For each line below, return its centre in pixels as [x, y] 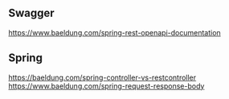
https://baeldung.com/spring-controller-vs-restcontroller [102, 77]
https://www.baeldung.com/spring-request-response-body [106, 86]
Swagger [31, 13]
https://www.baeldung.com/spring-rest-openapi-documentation [115, 32]
